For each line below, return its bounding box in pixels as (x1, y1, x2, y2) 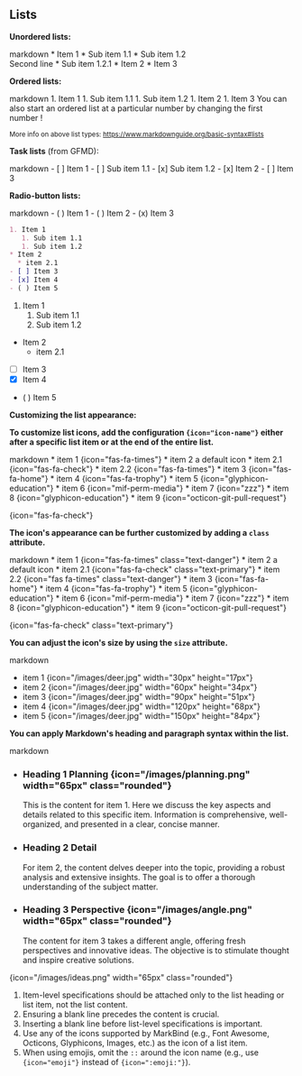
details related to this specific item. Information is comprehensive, (22, 809, 268, 820)
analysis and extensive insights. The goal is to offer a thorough (22, 871, 256, 882)
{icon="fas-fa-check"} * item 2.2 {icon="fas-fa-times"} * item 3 (9, 464, 247, 474)
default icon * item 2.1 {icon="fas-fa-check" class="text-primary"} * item (9, 564, 280, 575)
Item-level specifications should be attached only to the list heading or (22, 989, 285, 1000)
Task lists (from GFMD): (9, 145, 99, 156)
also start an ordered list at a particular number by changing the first (9, 103, 263, 114)
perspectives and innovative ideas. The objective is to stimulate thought (22, 944, 290, 955)
